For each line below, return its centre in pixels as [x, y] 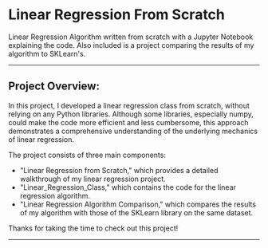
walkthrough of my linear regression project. [93, 179]
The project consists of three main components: [87, 155]
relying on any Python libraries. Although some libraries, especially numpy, [131, 114]
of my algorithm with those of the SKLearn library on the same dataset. [136, 212]
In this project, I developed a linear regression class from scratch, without [129, 105]
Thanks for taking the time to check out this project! [93, 228]
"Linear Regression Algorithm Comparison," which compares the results [138, 204]
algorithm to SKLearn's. [47, 53]
